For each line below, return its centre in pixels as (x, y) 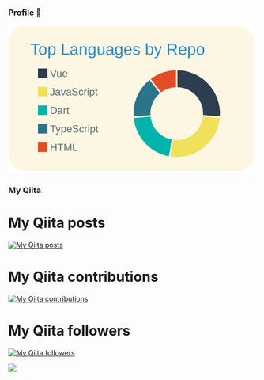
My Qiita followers (69, 331)
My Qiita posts (57, 223)
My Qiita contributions (83, 277)
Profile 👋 (25, 13)
